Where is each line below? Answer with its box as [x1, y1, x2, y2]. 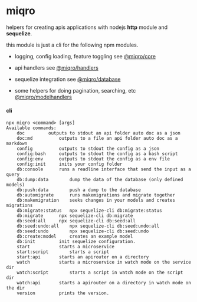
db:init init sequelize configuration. [17, 239, 136, 245]
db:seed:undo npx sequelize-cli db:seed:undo [17, 228, 149, 234]
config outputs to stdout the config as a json [17, 146, 160, 152]
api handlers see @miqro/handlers [14, 64, 98, 71]
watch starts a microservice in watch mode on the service [17, 260, 192, 265]
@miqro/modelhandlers [14, 93, 73, 100]
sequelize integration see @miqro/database [14, 75, 121, 83]
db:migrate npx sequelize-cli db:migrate [17, 213, 133, 219]
